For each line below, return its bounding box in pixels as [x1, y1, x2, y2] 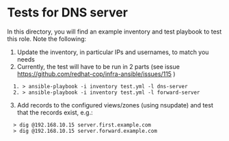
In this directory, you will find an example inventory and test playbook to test [7, 27, 222, 36]
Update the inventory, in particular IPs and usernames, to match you [16, 48, 209, 56]
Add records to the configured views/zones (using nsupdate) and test [16, 101, 213, 109]
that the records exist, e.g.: [16, 108, 94, 116]
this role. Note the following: [7, 34, 87, 42]
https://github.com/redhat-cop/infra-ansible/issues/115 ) [16, 70, 176, 78]
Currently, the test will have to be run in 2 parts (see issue [16, 62, 180, 70]
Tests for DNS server [7, 5, 129, 21]
